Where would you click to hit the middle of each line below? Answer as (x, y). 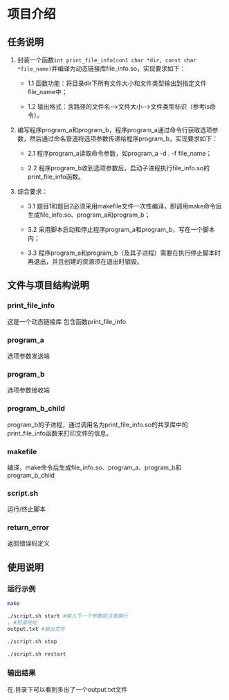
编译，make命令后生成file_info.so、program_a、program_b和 (94, 467)
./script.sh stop (32, 641)
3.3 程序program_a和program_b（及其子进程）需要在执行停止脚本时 (124, 253)
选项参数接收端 (28, 390)
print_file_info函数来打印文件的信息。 (60, 433)
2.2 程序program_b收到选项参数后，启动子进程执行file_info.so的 (118, 168)
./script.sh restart (37, 654)
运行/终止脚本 (27, 509)
